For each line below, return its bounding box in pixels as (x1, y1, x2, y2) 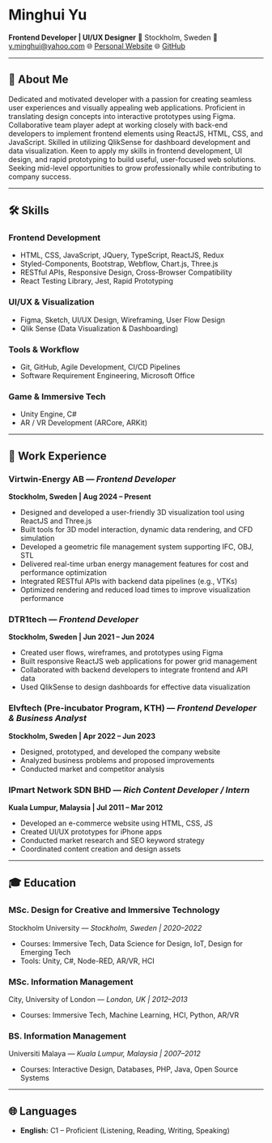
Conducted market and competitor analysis (19, 764, 164, 774)
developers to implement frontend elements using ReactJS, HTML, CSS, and (8, 128, 263, 139)
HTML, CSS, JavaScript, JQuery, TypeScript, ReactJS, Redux (19, 250, 224, 260)
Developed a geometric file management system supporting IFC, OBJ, (19, 542, 254, 552)
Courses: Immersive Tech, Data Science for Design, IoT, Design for (19, 938, 243, 949)
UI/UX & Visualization (8, 296, 95, 308)
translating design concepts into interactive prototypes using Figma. (8, 111, 236, 121)
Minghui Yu (8, 6, 87, 24)
